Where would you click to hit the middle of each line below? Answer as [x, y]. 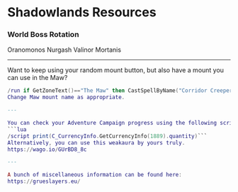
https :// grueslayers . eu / [44, 181]
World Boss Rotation [43, 35]
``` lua [17, 129]
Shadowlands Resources [82, 12]
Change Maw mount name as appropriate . [66, 97]
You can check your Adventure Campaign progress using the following [112, 123]
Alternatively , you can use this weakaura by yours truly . [96, 142]
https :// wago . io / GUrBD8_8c [47, 149]
